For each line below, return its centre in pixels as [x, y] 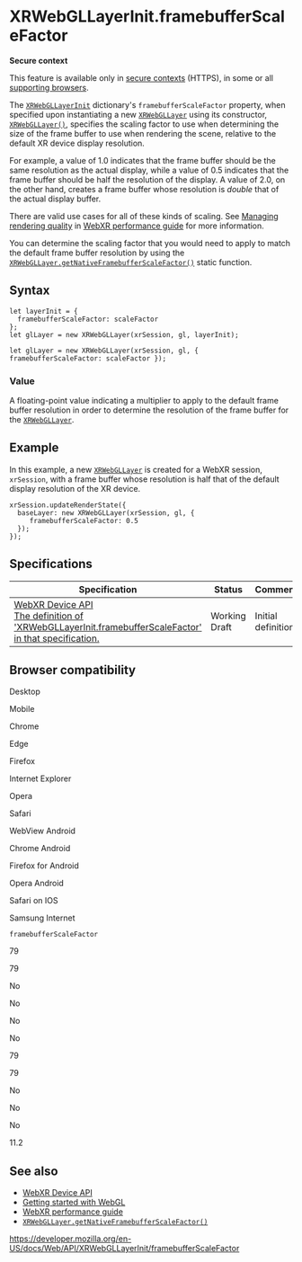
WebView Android [43, 831]
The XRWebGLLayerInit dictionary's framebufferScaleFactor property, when [147, 104]
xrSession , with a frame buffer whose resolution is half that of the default [145, 479]
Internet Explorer [40, 778]
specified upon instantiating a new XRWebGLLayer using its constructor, [138, 114]
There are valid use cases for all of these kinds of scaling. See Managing [144, 216]
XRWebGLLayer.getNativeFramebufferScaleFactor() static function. [131, 262]
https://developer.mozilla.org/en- [71, 1239]
